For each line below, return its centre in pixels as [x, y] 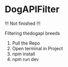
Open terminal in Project [37, 48]
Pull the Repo [26, 43]
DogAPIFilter [32, 9]
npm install [24, 54]
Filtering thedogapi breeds [32, 33]
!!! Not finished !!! [23, 23]
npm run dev [25, 59]
